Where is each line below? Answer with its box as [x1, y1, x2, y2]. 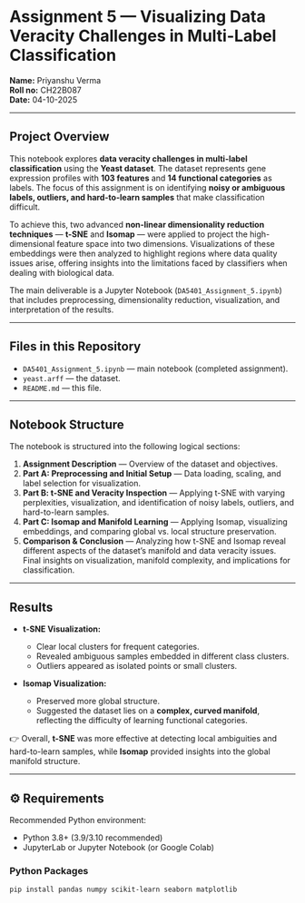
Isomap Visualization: [22, 678, 107, 689]
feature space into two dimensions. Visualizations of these [56, 238, 275, 249]
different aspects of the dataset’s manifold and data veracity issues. [22, 545, 277, 556]
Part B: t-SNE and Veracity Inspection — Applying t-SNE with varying [22, 487, 286, 498]
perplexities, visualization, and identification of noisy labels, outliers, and [22, 497, 295, 508]
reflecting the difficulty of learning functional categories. [35, 715, 248, 726]
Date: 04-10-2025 [9, 93, 78, 105]
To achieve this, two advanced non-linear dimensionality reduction [9, 219, 265, 230]
